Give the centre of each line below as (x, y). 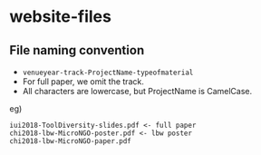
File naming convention (77, 50)
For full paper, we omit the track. (83, 82)
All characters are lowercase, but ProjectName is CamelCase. (137, 91)
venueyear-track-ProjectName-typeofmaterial (108, 73)
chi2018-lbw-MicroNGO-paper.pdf (70, 141)
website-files (60, 17)
